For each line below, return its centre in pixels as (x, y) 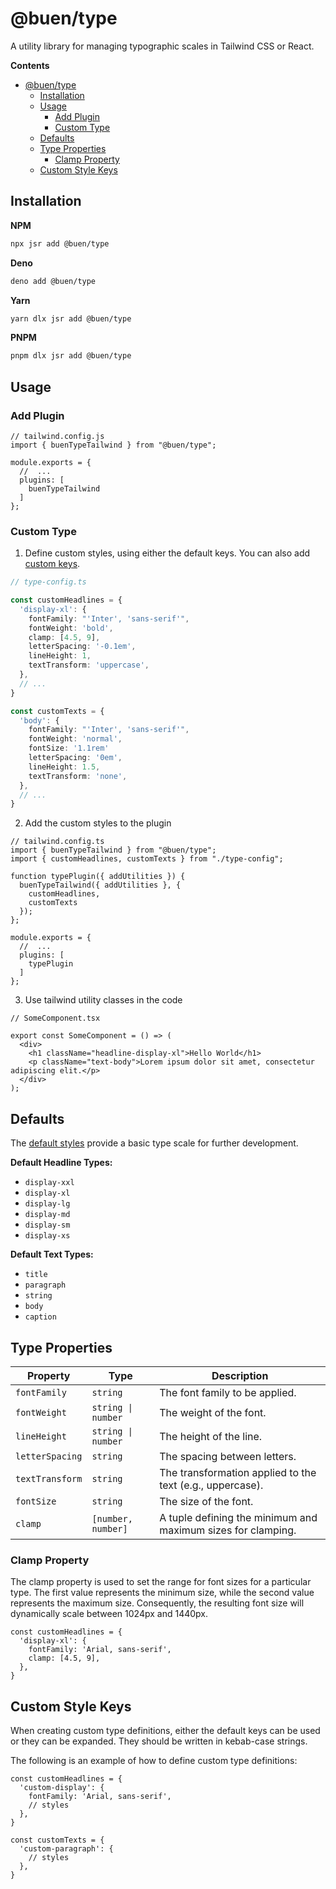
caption (40, 1317)
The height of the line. (211, 1436)
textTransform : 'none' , (78, 776)
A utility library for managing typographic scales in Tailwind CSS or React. (162, 46)
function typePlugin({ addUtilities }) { (98, 877)
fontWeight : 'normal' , (75, 739)
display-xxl (49, 1183)
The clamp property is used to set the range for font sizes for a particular (161, 1582)
